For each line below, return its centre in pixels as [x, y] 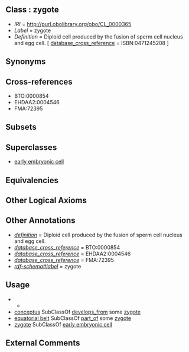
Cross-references [39, 81]
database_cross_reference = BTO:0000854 [67, 247]
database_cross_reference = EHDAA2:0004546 [72, 254]
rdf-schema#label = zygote [48, 266]
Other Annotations [40, 221]
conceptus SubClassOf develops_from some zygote [77, 312]
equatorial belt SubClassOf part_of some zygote [72, 318]
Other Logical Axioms [46, 200]
